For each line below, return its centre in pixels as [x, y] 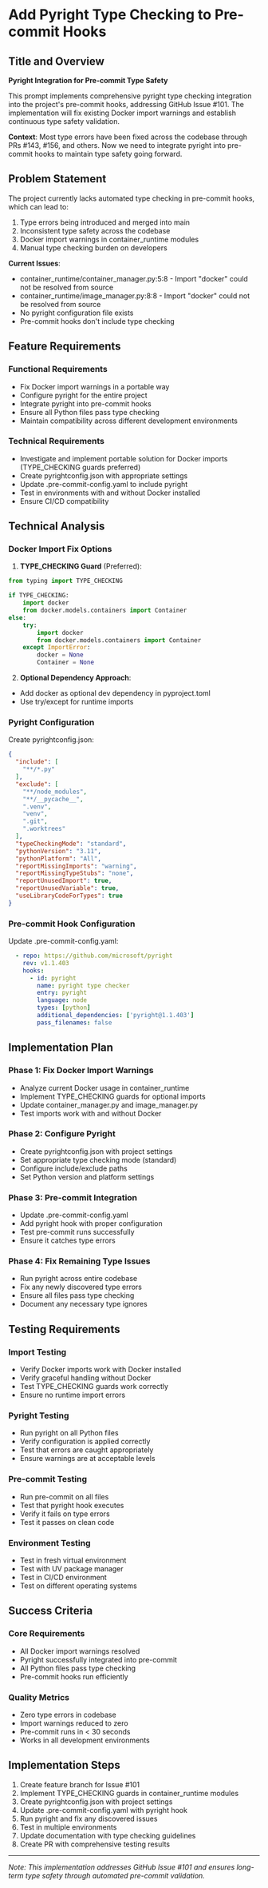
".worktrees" [44, 829]
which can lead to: [39, 206]
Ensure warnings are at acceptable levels [87, 1459]
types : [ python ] [64, 1008]
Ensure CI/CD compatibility [64, 501]
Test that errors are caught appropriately [87, 1450]
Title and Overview [57, 61]
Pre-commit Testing [48, 1479]
